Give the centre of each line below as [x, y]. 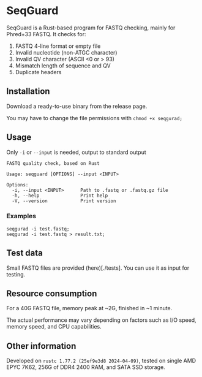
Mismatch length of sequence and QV [63, 66]
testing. [16, 274]
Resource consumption [52, 294]
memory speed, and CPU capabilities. [54, 327]
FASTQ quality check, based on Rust [53, 163]
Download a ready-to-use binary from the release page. [77, 106]
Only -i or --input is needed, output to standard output [77, 152]
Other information [41, 346]
